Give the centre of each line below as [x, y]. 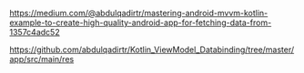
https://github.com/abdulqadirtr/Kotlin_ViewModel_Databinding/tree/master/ [152, 50]
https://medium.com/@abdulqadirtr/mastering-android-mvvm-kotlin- [139, 13]
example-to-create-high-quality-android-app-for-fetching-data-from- [141, 23]
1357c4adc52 [35, 32]
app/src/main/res [42, 59]
